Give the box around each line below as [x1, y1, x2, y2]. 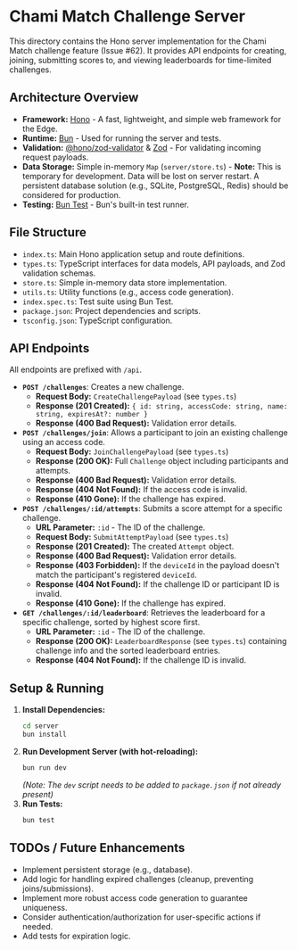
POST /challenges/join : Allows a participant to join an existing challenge [21, 427, 288, 438]
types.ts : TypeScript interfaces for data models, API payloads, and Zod [21, 258, 285, 268]
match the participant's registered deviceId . [35, 569, 197, 581]
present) [21, 789, 54, 799]
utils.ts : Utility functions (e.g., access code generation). [21, 286, 235, 297]
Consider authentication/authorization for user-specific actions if [21, 912, 261, 922]
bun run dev [21, 763, 67, 772]
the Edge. [21, 123, 58, 134]
